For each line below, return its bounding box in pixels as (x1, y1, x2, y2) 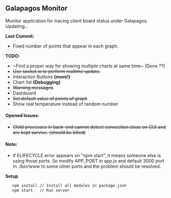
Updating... (5, 23, 29, 29)
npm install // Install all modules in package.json (12, 183, 127, 188)
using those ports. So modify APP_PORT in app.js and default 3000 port (12, 158, 164, 164)
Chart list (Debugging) (12, 79, 61, 85)
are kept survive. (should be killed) (12, 129, 86, 136)
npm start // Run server (12, 188, 70, 193)
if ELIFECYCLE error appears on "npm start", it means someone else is (12, 152, 161, 159)
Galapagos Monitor (5, 4, 68, 13)
